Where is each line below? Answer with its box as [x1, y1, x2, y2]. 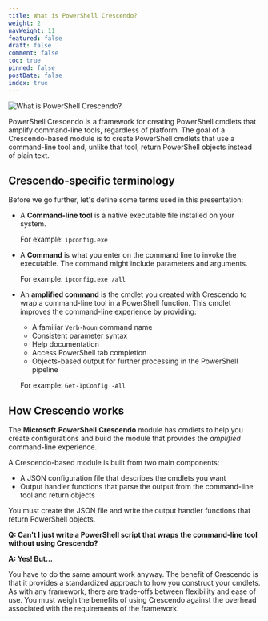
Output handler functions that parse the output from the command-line [19, 482, 254, 492]
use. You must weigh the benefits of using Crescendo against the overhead [8, 595, 258, 605]
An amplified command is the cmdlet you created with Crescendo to [19, 290, 247, 299]
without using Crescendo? [8, 538, 98, 548]
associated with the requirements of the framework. [8, 603, 179, 614]
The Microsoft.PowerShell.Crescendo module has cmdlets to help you [8, 425, 244, 435]
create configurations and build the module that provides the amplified [8, 434, 242, 444]
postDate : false [8, 71, 62, 79]
